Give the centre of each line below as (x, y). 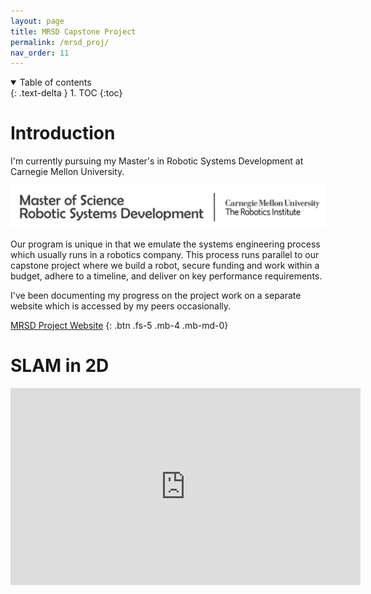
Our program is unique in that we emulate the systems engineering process (165, 244)
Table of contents (55, 82)
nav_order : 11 (40, 53)
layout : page (37, 21)
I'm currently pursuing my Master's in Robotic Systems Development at (157, 161)
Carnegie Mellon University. (67, 172)
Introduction (63, 133)
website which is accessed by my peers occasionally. (121, 306)
